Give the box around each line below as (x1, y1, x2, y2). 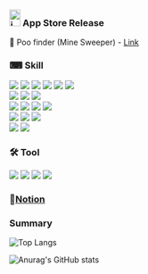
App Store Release (21, 16, 105, 29)
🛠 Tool (9, 145, 40, 158)
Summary (9, 217, 53, 229)
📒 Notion (9, 193, 45, 205)
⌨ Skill (9, 59, 44, 71)
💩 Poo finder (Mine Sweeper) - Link (9, 37, 140, 48)
